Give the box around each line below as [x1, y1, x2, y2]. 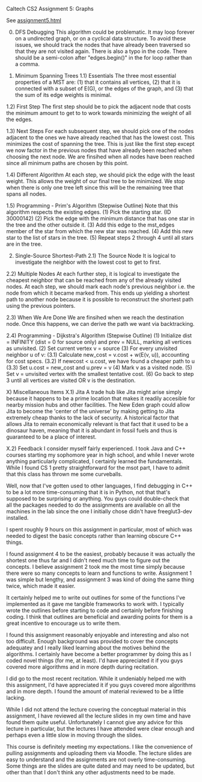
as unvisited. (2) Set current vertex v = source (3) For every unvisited [6, 345, 177, 352]
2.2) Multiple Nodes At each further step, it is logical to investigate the [6, 271, 180, 277]
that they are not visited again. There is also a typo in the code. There [14, 48, 188, 55]
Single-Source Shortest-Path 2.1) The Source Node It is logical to [14, 252, 176, 259]
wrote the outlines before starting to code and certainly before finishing [6, 607, 183, 614]
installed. [6, 515, 29, 521]
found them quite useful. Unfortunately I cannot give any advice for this [6, 719, 183, 725]
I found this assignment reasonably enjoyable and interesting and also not [6, 631, 189, 638]
